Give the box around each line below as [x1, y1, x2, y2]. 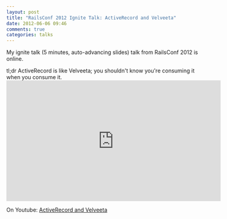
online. [6, 55, 23, 63]
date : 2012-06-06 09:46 [6, 20, 67, 26]
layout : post [6, 9, 40, 15]
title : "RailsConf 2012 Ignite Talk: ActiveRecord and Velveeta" [6, 15, 176, 21]
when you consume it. [6, 74, 62, 81]
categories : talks [6, 32, 53, 38]
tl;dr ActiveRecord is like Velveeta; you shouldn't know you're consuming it [6, 67, 195, 74]
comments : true [6, 26, 45, 33]
